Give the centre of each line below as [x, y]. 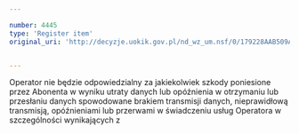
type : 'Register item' [51, 33]
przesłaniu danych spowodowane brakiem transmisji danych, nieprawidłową [149, 101]
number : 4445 [33, 25]
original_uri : [36, 42]
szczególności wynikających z [65, 120]
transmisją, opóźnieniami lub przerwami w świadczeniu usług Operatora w [145, 111]
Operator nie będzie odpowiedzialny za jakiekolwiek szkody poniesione [140, 83]
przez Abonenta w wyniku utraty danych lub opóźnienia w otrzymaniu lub [144, 92]
